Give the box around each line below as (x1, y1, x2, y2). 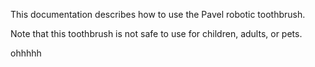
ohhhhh (10, 47, 42, 59)
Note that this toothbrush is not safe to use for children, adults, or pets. (10, 28, 303, 39)
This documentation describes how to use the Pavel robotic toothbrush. (10, 9, 306, 20)
